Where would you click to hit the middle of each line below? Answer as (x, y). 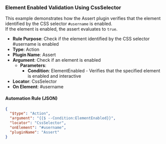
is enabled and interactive (54, 76)
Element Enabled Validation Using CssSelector (63, 8)
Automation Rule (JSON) (31, 98)
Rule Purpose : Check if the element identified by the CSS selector (81, 39)
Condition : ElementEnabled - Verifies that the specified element (94, 71)
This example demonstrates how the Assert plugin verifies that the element (83, 19)
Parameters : (33, 65)
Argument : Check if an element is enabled (57, 60)
